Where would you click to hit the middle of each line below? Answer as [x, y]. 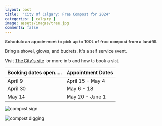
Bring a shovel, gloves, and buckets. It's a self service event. [66, 51]
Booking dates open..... [35, 73]
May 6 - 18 [80, 89]
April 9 [15, 81]
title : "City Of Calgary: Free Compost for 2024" [58, 14]
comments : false [22, 28]
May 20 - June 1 [86, 97]
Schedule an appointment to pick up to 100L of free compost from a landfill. [81, 42]
